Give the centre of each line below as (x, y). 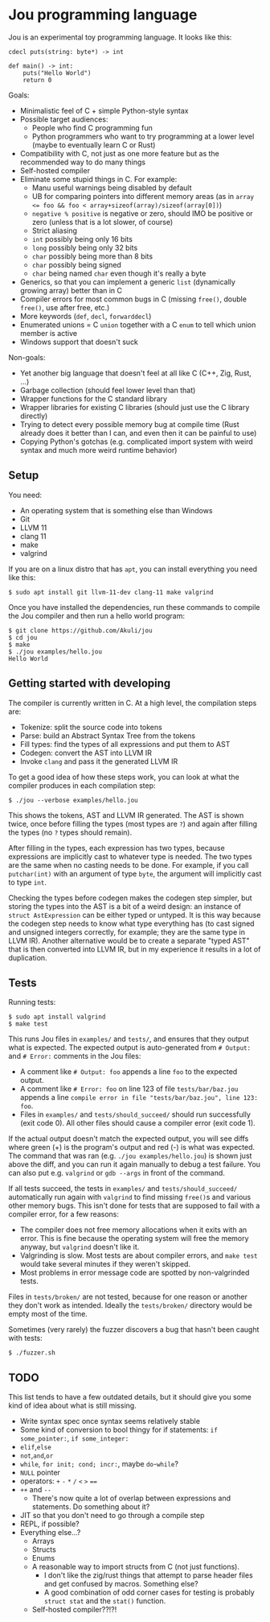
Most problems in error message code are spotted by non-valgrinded (135, 1273)
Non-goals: (27, 357)
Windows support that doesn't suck (79, 342)
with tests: (25, 1338)
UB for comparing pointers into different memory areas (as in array (143, 196)
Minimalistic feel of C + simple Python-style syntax (104, 110)
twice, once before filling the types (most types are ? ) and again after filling (133, 823)
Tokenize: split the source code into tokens (91, 727)
